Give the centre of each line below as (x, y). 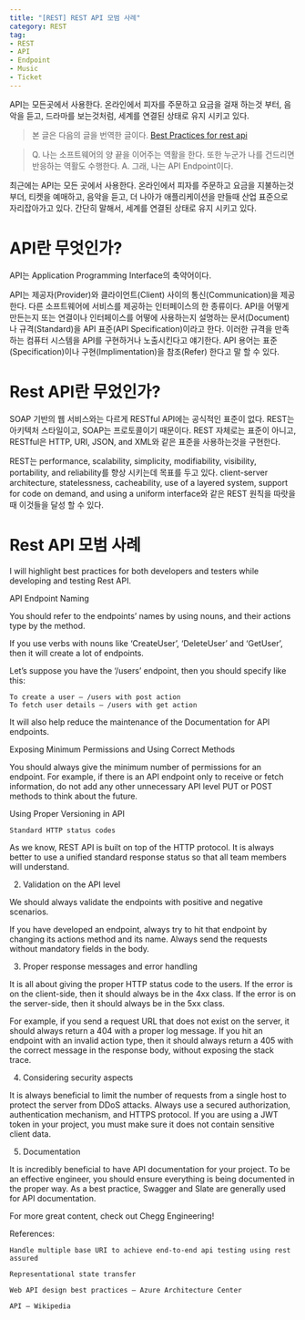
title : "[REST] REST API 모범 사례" (75, 18)
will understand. (40, 866)
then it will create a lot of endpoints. (76, 653)
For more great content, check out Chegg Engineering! (112, 1216)
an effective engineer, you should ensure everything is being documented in (152, 1179)
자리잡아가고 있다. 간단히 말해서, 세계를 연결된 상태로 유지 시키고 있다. (133, 208)
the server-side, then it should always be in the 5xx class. (117, 1003)
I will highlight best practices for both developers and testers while (134, 571)
